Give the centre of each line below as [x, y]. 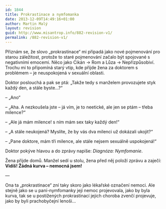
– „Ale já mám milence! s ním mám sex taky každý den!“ [62, 122]
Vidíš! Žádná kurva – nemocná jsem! [44, 166]
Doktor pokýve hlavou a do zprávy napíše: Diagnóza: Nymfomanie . [74, 151]
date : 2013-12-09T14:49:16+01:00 [40, 19]
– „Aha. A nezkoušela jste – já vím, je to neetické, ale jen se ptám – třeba [79, 107]
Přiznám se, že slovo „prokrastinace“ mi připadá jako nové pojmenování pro [83, 52]
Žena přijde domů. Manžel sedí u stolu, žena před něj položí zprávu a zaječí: [83, 160]
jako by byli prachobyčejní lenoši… [41, 201]
